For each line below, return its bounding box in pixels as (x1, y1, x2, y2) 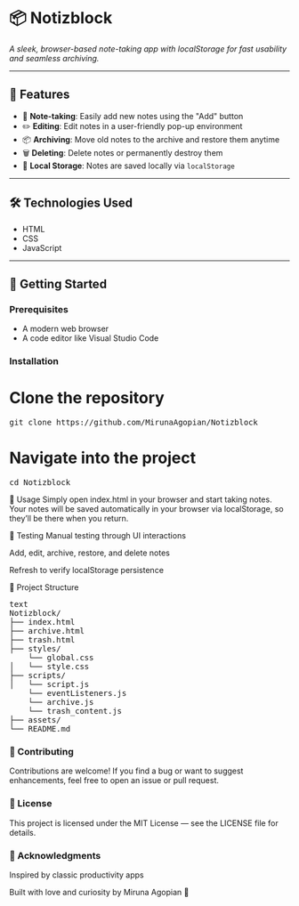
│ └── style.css (9, 661, 90, 672)
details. (9, 827, 36, 837)
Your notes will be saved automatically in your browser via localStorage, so (9, 504, 284, 514)
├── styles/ (9, 643, 61, 654)
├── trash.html (9, 635, 76, 645)
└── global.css (28, 652, 94, 663)
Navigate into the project (9, 448, 197, 468)
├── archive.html (9, 626, 85, 636)
